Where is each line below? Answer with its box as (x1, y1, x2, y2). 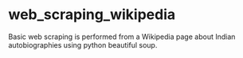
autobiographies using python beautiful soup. (8, 40, 158, 49)
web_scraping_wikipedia (8, 6, 176, 24)
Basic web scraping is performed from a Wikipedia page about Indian (8, 32, 236, 41)
